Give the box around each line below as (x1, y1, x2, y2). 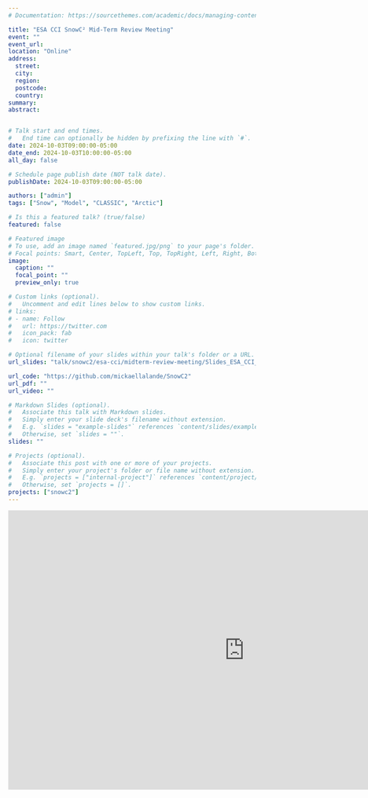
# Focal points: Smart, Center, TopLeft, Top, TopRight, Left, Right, (8, 249, 245, 258)
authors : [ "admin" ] (8, 192, 72, 200)
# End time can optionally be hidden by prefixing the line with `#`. (8, 134, 252, 142)
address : (8, 55, 37, 63)
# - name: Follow (8, 315, 65, 323)
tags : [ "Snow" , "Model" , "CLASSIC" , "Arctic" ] (8, 199, 164, 207)
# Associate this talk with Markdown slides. (8, 408, 167, 416)
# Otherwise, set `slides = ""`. (8, 430, 125, 438)
